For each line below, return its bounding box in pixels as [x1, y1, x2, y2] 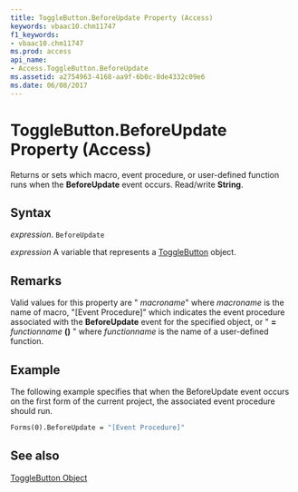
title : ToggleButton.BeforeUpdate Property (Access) [10, 13, 214, 23]
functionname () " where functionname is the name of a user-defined [10, 326, 269, 337]
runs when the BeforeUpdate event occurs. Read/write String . [10, 179, 244, 190]
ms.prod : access [10, 47, 72, 56]
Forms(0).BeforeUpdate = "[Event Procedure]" [10, 423, 185, 432]
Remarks [10, 273, 62, 289]
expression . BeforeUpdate [10, 229, 105, 241]
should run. [10, 406, 53, 416]
